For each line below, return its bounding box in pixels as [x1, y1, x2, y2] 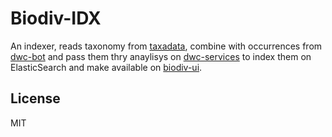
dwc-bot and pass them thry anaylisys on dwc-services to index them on [10, 50, 312, 62]
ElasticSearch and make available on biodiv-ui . [10, 61, 203, 73]
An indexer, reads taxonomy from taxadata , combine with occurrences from [10, 40, 323, 52]
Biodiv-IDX [10, 7, 102, 30]
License [10, 90, 61, 107]
